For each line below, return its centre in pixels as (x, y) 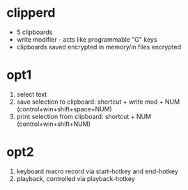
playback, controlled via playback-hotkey (76, 178)
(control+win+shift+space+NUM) (64, 109)
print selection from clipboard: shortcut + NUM (84, 116)
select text (32, 94)
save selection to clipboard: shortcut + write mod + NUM (98, 102)
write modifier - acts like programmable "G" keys (87, 39)
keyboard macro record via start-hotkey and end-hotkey (97, 171)
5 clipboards (34, 32)
